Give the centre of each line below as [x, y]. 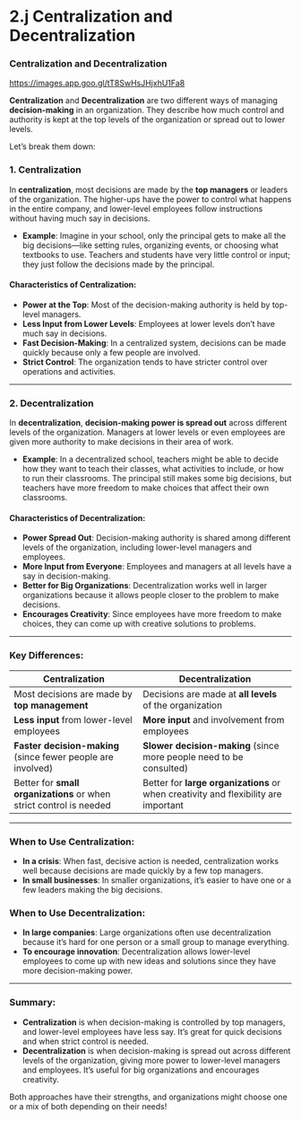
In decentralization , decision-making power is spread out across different [148, 423]
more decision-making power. [77, 971]
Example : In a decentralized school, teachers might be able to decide [150, 459]
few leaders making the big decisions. [92, 890]
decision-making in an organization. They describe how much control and [147, 110]
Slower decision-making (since [211, 746]
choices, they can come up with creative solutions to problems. [139, 624]
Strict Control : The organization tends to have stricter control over [145, 362]
